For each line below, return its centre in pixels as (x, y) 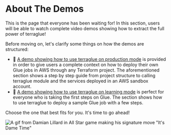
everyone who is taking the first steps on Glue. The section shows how (87, 97)
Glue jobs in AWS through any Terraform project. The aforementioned (86, 70)
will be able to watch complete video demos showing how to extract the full (85, 28)
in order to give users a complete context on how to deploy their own (85, 64)
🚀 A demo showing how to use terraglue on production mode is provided (89, 59)
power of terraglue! (26, 34)
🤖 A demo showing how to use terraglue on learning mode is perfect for (88, 92)
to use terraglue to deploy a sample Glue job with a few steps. (78, 102)
